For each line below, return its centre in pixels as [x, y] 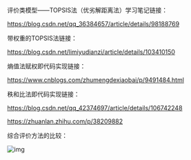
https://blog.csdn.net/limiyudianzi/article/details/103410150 [91, 52]
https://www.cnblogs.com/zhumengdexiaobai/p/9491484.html [96, 80]
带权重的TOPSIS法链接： [42, 38]
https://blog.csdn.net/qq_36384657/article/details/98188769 [93, 24]
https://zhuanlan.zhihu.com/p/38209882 [65, 121]
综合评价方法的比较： [37, 136]
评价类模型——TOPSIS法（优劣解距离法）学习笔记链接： [87, 10]
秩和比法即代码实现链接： [43, 94]
